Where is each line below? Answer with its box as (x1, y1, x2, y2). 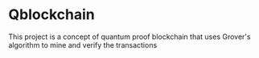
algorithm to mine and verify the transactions (8, 40, 158, 49)
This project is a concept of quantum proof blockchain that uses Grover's (8, 32, 251, 41)
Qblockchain (8, 6, 95, 24)
